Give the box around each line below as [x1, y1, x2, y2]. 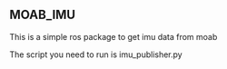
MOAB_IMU [9, 7, 75, 23]
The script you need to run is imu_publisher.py [9, 49, 183, 60]
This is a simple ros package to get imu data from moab [9, 31, 218, 42]
